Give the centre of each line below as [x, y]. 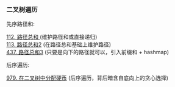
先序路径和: [21, 24]
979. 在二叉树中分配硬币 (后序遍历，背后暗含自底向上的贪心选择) [87, 78]
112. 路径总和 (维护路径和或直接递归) [52, 37]
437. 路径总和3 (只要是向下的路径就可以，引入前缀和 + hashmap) [88, 52]
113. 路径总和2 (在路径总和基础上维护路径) [59, 44]
